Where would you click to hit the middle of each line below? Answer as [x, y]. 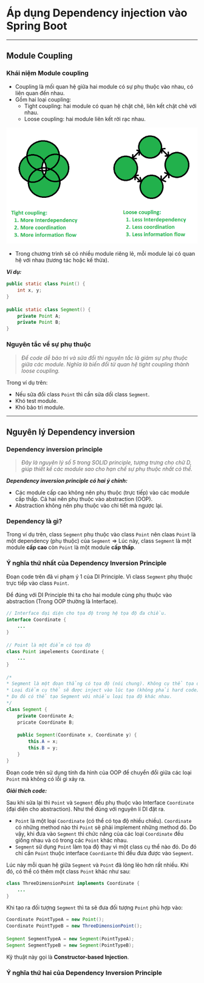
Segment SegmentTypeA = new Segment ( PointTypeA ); [70, 939]
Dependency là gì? [34, 522]
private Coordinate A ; [46, 716]
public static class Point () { [46, 284]
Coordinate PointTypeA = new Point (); [55, 920]
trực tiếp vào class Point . [38, 583]
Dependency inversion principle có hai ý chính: [67, 481]
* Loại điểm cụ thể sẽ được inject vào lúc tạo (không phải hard [95, 690]
